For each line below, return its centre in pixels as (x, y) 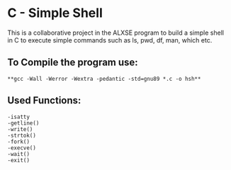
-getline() (23, 123)
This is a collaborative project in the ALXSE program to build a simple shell (116, 33)
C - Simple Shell (55, 13)
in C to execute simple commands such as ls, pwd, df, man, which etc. (110, 40)
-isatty (19, 117)
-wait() (19, 154)
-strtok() (22, 135)
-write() (20, 129)
